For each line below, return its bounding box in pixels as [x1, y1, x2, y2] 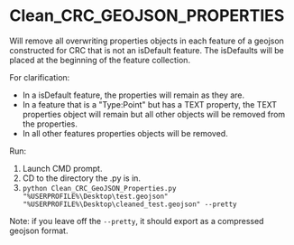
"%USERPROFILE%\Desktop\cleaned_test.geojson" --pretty [22, 200, 237, 209]
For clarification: [9, 71, 70, 82]
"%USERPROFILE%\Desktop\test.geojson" [22, 192, 169, 201]
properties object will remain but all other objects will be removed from [22, 108, 286, 119]
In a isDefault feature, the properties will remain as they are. [22, 90, 245, 100]
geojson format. [9, 225, 69, 236]
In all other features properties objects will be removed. [22, 127, 228, 138]
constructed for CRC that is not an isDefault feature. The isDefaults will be [9, 44, 284, 55]
